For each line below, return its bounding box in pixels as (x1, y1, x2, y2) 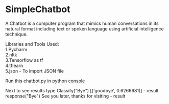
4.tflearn (5, 62, 23, 68)
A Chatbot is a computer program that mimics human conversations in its (5, 20, 159, 26)
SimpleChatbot (5, 4, 70, 15)
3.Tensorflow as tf (5, 57, 43, 63)
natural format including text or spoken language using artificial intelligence (5, 25, 164, 31)
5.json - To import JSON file (5, 67, 64, 74)
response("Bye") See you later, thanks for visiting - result (5, 93, 126, 99)
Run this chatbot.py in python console (5, 78, 85, 84)
